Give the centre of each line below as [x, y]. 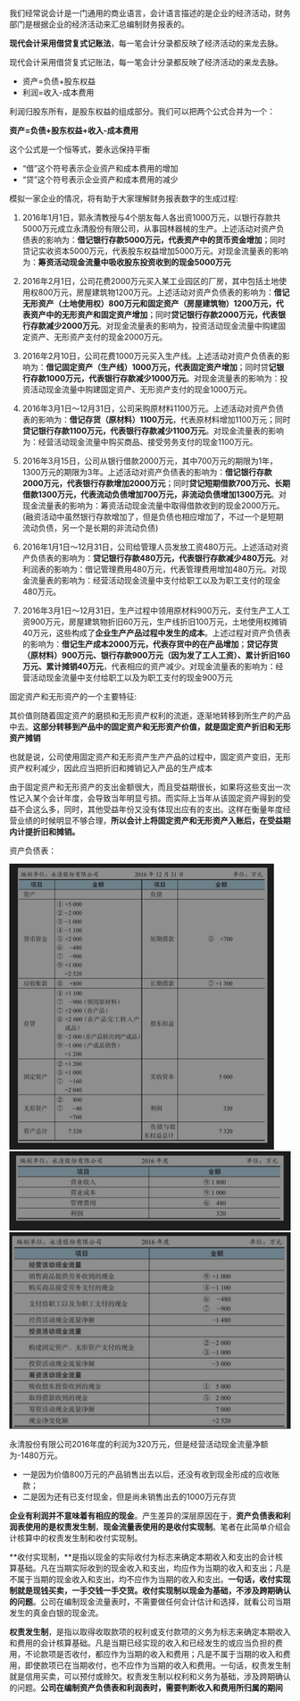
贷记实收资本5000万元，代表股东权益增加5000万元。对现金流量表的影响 [155, 251]
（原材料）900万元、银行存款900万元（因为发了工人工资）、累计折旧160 [156, 655]
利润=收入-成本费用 [58, 92]
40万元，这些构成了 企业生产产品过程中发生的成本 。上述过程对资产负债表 [156, 633]
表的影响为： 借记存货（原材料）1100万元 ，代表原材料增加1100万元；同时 [156, 419]
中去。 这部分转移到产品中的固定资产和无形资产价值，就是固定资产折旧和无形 [150, 727]
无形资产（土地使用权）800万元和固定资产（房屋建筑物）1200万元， [149, 303]
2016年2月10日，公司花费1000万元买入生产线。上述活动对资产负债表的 [152, 356]
